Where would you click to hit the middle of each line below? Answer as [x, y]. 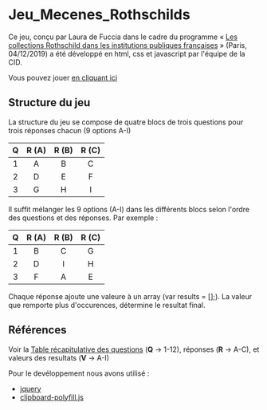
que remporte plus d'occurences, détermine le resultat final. [107, 305]
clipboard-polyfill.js [51, 397]
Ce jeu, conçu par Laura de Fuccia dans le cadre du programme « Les [123, 37]
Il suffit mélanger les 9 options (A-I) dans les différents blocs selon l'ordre [129, 209]
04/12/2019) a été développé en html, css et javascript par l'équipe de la [127, 53]
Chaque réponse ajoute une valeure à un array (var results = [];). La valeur [130, 296]
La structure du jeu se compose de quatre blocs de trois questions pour [126, 122]
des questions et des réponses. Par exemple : [83, 218]
